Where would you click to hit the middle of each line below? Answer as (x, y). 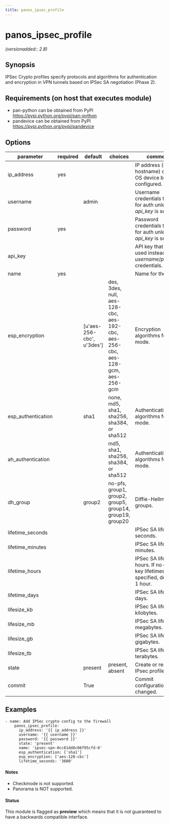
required (68, 156)
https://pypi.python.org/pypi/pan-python (55, 116)
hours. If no (148, 565)
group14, (119, 508)
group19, (119, 515)
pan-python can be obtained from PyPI (53, 110)
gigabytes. (147, 642)
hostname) (148, 171)
